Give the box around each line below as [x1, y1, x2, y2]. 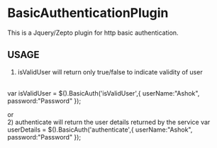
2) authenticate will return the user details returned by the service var [7, 118, 211, 126]
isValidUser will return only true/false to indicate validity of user [17, 67, 204, 76]
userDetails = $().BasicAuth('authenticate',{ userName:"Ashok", [7, 125, 193, 134]
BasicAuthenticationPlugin [7, 5, 169, 21]
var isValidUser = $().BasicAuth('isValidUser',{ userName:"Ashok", [7, 89, 200, 97]
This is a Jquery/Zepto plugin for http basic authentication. [7, 28, 179, 37]
